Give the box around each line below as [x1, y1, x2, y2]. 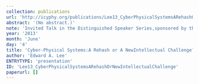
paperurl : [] [6, 69, 38, 75]
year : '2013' [6, 31, 38, 37]
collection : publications [6, 8, 70, 15]
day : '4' [6, 42, 28, 48]
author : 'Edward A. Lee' [6, 53, 68, 59]
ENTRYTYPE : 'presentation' [6, 58, 73, 64]
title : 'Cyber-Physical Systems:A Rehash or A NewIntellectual [6, 47, 166, 53]
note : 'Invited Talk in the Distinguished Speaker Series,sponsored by [6, 25, 187, 31]
